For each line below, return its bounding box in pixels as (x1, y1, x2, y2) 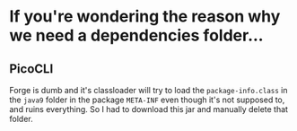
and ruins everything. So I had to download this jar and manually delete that (9, 104, 289, 114)
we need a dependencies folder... (9, 25, 264, 46)
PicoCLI (9, 61, 54, 76)
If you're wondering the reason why (9, 6, 281, 27)
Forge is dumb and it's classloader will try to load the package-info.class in (9, 85, 288, 95)
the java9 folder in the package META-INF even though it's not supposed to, (9, 94, 285, 105)
